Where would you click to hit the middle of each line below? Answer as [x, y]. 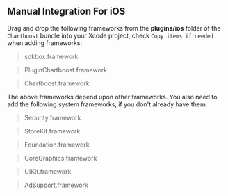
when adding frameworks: [44, 43]
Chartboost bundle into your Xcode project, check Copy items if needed [111, 35]
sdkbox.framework [51, 56]
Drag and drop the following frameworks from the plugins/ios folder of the [114, 28]
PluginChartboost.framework [66, 70]
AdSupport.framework [56, 185]
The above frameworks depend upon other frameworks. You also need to [112, 97]
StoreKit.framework [52, 131]
